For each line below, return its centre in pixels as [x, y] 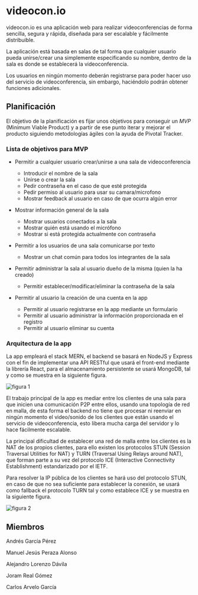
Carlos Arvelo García [31, 587]
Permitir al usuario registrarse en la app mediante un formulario [100, 309]
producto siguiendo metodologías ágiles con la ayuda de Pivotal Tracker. [95, 133]
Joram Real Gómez [29, 575]
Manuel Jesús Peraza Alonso [41, 553]
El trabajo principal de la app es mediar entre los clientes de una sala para [96, 398]
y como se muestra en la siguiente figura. [57, 375]
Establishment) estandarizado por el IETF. [57, 466]
